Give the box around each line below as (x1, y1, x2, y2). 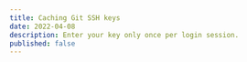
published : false (9, 38, 76, 48)
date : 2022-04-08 (9, 22, 76, 31)
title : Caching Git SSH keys (9, 13, 121, 23)
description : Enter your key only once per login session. (9, 30, 240, 39)
